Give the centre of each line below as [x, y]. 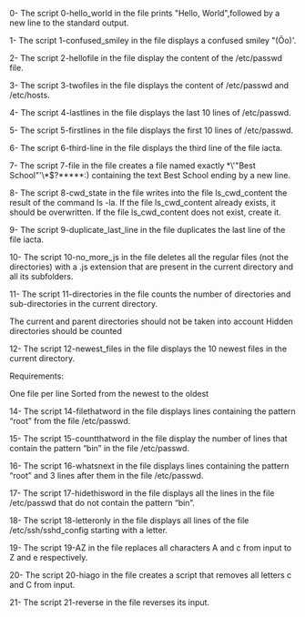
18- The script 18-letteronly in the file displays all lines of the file [129, 521]
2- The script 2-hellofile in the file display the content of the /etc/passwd [146, 58]
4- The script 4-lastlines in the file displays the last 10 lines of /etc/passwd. [150, 112]
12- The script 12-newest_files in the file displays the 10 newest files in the [148, 349]
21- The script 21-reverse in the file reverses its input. [110, 602]
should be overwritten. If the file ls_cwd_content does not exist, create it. [146, 212]
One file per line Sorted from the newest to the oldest [109, 394]
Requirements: [36, 376]
